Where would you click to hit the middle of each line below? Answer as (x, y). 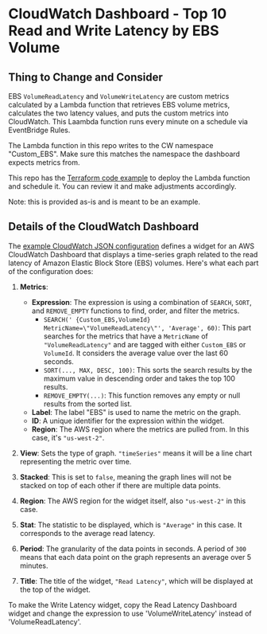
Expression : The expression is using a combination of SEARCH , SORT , (141, 302)
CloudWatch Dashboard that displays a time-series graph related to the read (133, 254)
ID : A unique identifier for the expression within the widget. (128, 421)
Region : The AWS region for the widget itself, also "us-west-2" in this (133, 501)
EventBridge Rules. (39, 130)
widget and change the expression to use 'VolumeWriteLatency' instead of (130, 613)
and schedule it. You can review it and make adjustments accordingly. (122, 186)
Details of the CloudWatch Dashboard (104, 227)
